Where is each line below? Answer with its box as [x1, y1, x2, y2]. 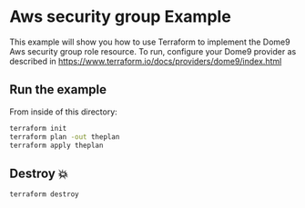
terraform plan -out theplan [9, 132, 120, 142]
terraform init [9, 124, 67, 133]
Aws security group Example [9, 6, 232, 27]
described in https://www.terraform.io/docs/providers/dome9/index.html [9, 55, 282, 66]
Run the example [9, 82, 107, 97]
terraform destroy [9, 190, 79, 199]
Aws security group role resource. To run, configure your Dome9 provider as [9, 45, 297, 56]
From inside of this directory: [9, 106, 118, 117]
